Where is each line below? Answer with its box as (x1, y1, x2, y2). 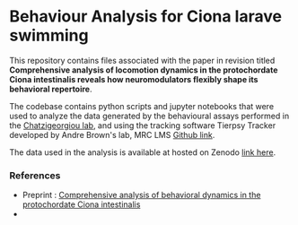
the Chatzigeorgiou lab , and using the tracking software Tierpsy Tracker (9, 119, 276, 131)
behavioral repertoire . (9, 83, 92, 94)
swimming (9, 25, 89, 46)
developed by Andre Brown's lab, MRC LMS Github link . (9, 129, 215, 140)
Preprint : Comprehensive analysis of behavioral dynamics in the (22, 190, 261, 201)
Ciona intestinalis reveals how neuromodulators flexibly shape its (9, 74, 259, 84)
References (9, 169, 61, 181)
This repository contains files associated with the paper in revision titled (9, 55, 276, 65)
